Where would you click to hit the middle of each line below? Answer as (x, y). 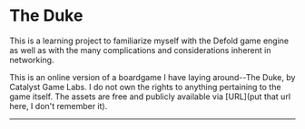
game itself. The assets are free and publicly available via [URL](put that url (150, 97)
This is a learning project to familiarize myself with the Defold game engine (149, 41)
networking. (32, 60)
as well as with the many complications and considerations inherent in (140, 50)
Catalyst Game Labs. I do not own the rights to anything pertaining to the (145, 87)
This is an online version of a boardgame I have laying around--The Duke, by (152, 77)
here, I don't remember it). (59, 106)
